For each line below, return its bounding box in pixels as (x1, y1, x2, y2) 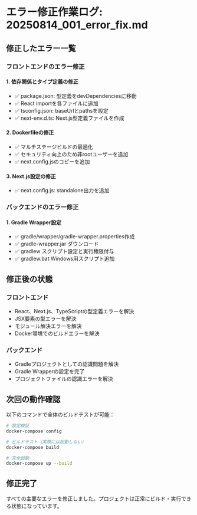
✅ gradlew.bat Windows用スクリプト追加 (14, 255, 115, 263)
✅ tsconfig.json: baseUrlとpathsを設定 (14, 107, 109, 114)
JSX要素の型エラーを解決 (14, 315, 77, 322)
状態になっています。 (11, 503, 63, 510)
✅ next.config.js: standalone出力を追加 (14, 187, 110, 194)
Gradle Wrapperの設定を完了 (14, 368, 85, 375)
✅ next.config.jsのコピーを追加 (14, 158, 90, 165)
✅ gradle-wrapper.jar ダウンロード (14, 240, 99, 248)
